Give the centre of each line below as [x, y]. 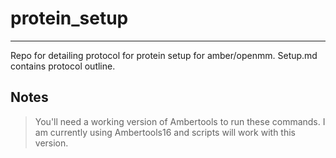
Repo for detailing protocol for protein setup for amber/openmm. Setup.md [164, 55]
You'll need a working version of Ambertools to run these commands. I [180, 121]
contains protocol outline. [63, 66]
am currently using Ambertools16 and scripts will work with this [165, 132]
